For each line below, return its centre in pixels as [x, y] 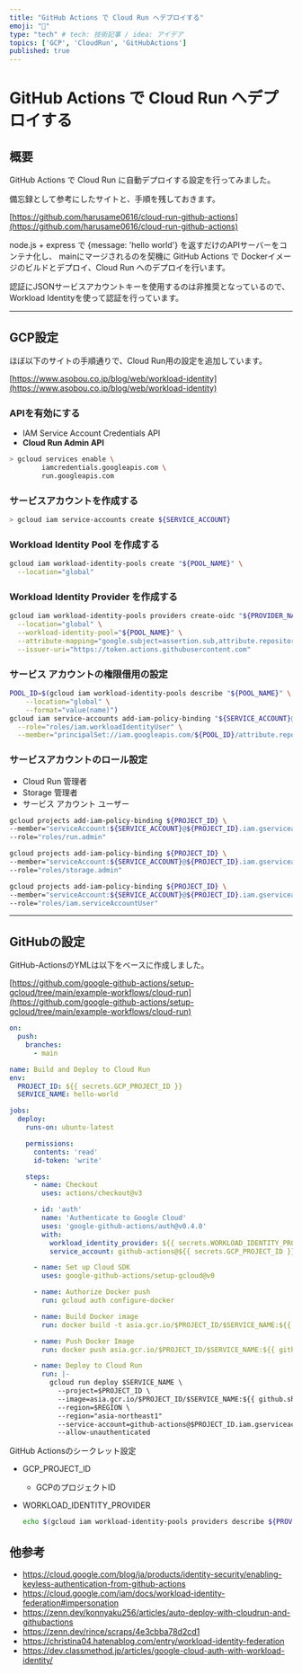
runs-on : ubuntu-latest [70, 1128]
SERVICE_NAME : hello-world [68, 1094]
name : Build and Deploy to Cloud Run [80, 1069]
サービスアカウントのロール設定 [79, 760]
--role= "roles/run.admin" [58, 837]
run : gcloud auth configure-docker [108, 1301]
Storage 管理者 [50, 793]
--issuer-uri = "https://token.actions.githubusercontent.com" [134, 649]
